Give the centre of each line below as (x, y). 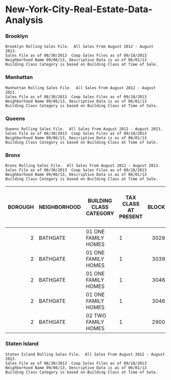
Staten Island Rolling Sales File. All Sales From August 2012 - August (85, 354)
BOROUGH (21, 207)
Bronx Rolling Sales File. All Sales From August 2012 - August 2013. (83, 166)
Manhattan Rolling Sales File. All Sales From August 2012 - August (81, 88)
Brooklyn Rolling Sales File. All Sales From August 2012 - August (79, 47)
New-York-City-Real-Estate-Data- (79, 9)
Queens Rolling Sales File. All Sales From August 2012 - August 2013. (84, 129)
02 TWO (96, 316)
